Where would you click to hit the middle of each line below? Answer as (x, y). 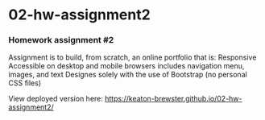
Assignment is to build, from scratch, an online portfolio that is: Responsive (132, 57)
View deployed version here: (56, 99)
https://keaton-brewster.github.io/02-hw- (174, 99)
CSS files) (25, 83)
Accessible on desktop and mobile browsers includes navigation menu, (126, 66)
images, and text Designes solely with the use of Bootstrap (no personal (128, 75)
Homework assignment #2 (61, 40)
